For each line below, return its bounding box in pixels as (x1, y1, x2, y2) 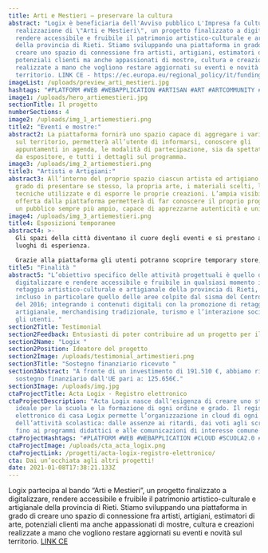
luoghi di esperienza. (15, 242, 91, 250)
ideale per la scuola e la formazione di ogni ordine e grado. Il (15, 405, 241, 413)
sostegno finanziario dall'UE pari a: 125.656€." (15, 374, 183, 383)
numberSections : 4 (8, 109, 69, 117)
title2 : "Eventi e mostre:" (8, 123, 102, 131)
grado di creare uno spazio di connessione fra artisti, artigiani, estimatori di (8, 512, 255, 521)
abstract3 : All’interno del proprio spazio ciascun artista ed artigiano (8, 175, 259, 184)
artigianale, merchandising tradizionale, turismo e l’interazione (15, 308, 245, 316)
